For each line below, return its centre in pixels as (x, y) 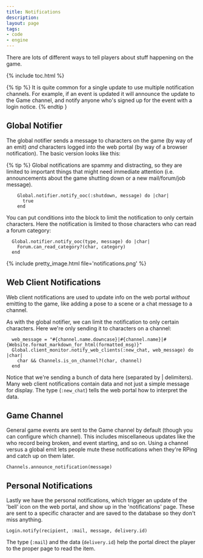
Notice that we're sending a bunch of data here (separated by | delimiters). (100, 377)
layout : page (23, 23)
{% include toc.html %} (35, 76)
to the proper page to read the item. (51, 549)
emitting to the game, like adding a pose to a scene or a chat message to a (99, 304)
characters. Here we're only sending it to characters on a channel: (89, 328)
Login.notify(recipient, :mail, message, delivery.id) (77, 531)
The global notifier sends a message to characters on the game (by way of (99, 140)
